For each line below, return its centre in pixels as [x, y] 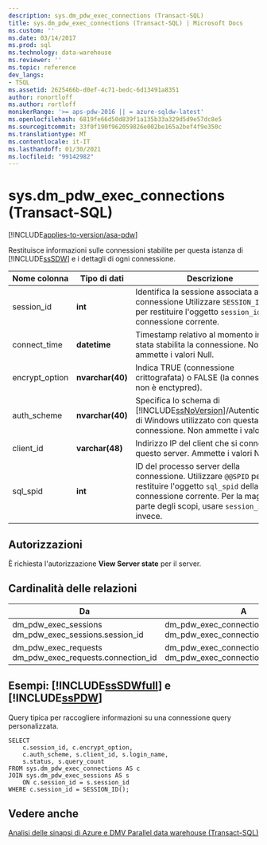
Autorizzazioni [46, 544]
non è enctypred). [168, 387]
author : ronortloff [41, 97]
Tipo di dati [102, 278]
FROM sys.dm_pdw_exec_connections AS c [74, 768]
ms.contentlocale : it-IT [49, 141]
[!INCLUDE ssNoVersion [179, 411]
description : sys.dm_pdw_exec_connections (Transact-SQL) [106, 16]
